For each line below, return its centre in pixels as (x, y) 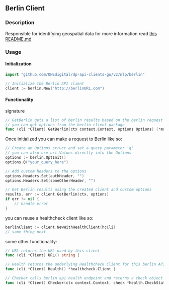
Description (20, 23)
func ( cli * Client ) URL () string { (43, 255)
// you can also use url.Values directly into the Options (68, 153)
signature (15, 111)
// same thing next (26, 232)
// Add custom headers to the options (46, 171)
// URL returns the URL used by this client (53, 251)
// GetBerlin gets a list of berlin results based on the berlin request (84, 120)
